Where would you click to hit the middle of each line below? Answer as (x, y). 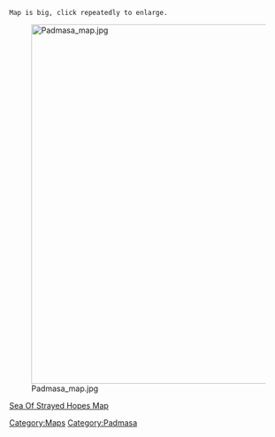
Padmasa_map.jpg (65, 388)
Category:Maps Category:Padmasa (73, 423)
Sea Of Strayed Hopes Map (59, 406)
